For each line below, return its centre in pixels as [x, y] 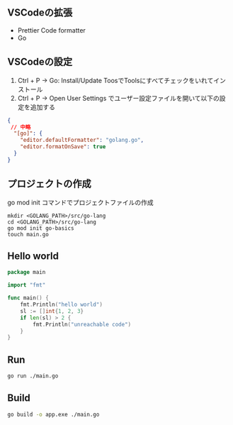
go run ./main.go [33, 376]
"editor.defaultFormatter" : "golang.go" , [82, 140]
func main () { [28, 298]
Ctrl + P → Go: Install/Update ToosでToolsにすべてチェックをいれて [115, 80]
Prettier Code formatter [52, 30]
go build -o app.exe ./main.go [53, 414]
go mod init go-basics [41, 228]
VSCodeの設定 [40, 62]
